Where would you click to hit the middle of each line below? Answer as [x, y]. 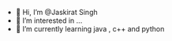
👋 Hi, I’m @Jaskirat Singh [57, 12]
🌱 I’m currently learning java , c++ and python [90, 29]
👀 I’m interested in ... [49, 20]
